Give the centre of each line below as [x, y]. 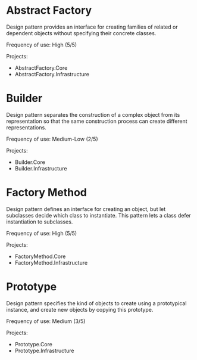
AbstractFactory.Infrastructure [52, 74]
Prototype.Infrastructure [44, 350]
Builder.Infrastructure [41, 168]
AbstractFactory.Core [41, 68]
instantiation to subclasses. [40, 222]
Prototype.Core [33, 344]
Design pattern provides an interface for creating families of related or [92, 27]
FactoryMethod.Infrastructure [51, 262]
